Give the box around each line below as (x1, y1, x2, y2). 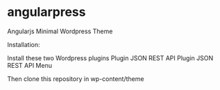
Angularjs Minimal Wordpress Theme (7, 27, 113, 35)
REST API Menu (7, 61, 52, 69)
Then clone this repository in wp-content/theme (7, 74, 144, 83)
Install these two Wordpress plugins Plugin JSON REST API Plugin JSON (7, 53, 214, 62)
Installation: (7, 40, 40, 48)
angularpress (7, 4, 86, 20)
